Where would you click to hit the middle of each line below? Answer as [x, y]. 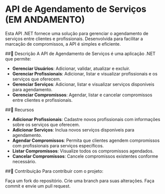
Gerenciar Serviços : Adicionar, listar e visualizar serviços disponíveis [83, 84]
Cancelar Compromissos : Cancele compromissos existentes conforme [85, 156]
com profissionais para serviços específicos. [58, 145]
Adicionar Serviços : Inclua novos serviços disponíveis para [73, 129]
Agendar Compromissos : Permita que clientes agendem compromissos [86, 140]
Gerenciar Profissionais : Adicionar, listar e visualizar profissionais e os [85, 73]
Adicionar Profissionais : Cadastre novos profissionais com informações [86, 119]
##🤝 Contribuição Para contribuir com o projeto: [54, 171]
